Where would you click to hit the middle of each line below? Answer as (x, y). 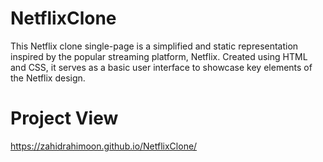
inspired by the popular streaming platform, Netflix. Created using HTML (159, 56)
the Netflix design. (48, 78)
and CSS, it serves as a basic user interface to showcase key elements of (161, 67)
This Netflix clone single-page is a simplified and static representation (154, 46)
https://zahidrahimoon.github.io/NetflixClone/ (104, 146)
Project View (64, 118)
